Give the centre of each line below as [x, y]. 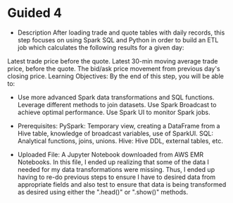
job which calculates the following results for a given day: [101, 47]
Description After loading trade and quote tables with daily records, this [121, 32]
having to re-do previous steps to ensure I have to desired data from [116, 177]
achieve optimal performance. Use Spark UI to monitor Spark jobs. [114, 112]
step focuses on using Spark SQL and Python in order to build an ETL [118, 39]
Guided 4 [34, 13]
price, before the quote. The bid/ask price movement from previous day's [114, 68]
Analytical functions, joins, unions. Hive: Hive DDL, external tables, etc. [120, 141]
